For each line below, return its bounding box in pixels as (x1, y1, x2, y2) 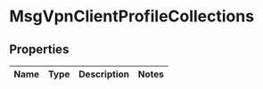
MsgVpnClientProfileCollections (9, 6, 255, 27)
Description (78, 69, 129, 80)
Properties (9, 42, 70, 57)
